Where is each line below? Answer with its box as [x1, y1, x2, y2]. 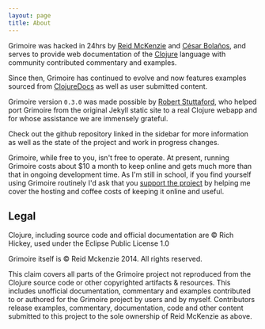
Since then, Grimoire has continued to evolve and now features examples [8, 73, 247, 82]
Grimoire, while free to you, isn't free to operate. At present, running [8, 152, 229, 163]
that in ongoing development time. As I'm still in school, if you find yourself [8, 170, 252, 179]
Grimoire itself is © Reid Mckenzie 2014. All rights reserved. [8, 254, 203, 264]
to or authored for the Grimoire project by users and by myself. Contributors [8, 295, 256, 304]
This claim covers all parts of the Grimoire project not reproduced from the [8, 270, 252, 279]
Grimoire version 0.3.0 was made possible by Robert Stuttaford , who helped [8, 97, 257, 106]
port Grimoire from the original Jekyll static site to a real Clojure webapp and [8, 105, 258, 115]
